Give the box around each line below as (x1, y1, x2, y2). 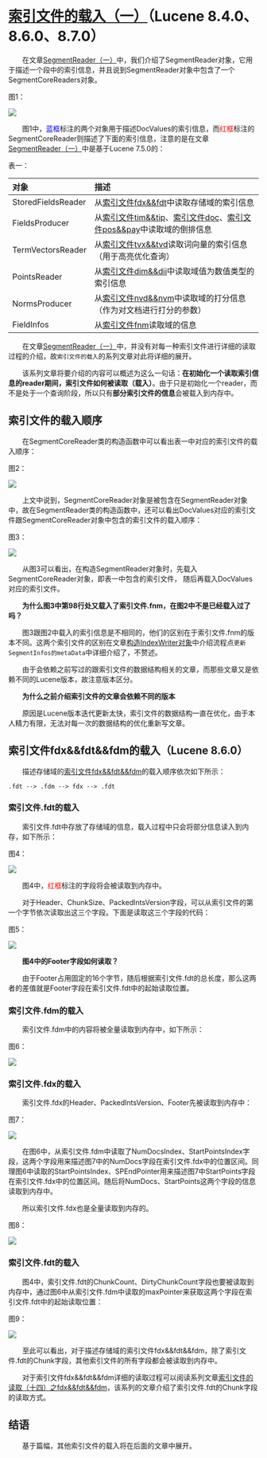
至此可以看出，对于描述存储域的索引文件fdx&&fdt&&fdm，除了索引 (22, 1346, 240, 1355)
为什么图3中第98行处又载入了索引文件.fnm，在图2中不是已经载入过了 (22, 601, 251, 610)
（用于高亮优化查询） (94, 250, 175, 261)
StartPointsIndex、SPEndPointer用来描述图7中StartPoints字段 (54, 1166, 256, 1176)
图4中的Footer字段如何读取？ (22, 956, 119, 966)
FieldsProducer (12, 217, 70, 228)
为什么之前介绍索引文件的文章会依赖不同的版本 (22, 691, 176, 701)
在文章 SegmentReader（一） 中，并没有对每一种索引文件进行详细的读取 (22, 341, 256, 351)
